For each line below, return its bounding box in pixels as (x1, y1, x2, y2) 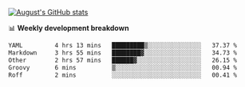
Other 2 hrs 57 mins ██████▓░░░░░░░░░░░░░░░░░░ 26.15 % (8, 56, 238, 64)
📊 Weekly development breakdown (8, 24, 129, 32)
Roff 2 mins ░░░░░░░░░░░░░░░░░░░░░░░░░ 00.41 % (8, 71, 238, 79)
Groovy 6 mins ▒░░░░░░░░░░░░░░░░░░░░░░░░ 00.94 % (8, 63, 238, 71)
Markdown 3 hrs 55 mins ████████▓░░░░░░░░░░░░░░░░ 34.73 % (8, 48, 238, 57)
